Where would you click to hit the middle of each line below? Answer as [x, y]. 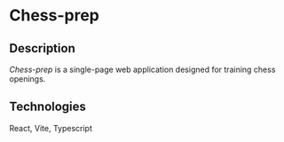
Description [42, 48]
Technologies [48, 107]
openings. [28, 79]
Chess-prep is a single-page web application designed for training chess [142, 69]
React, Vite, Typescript [51, 128]
